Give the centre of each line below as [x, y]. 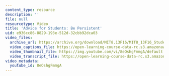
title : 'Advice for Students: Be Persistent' [54, 28]
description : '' [22, 14]
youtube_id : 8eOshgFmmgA [36, 65]
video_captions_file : [32, 47]
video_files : [19, 38]
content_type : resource [30, 10]
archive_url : [23, 42]
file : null [17, 19]
